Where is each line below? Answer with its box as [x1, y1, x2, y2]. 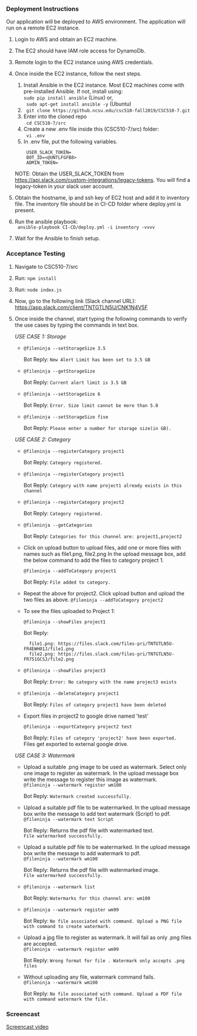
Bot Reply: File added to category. [23, 578, 111, 585]
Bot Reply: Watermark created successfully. [23, 792, 132, 799]
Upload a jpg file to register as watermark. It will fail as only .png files [23, 934, 192, 941]
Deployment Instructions [6, 5, 79, 13]
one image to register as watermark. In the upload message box [23, 770, 179, 777]
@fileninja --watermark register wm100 [23, 782, 122, 788]
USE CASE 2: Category [14, 436, 71, 443]
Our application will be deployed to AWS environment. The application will [6, 18, 186, 25]
